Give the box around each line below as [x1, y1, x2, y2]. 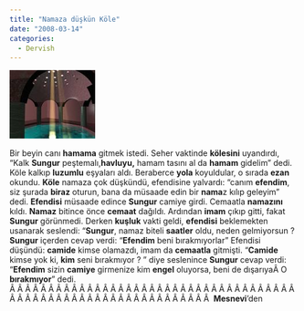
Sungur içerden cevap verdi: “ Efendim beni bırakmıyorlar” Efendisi [9, 235, 261, 246]
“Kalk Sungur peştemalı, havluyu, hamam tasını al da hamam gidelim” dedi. [9, 158, 292, 169]
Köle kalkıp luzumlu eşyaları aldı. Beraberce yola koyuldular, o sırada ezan [9, 167, 290, 178]
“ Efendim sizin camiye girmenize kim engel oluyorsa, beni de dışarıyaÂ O [9, 264, 288, 275]
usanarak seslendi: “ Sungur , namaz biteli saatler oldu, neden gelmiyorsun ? [9, 225, 295, 236]
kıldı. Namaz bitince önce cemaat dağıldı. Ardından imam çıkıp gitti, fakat [9, 206, 286, 217]
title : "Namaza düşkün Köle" [9, 15, 121, 24]
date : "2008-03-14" [9, 24, 84, 34]
